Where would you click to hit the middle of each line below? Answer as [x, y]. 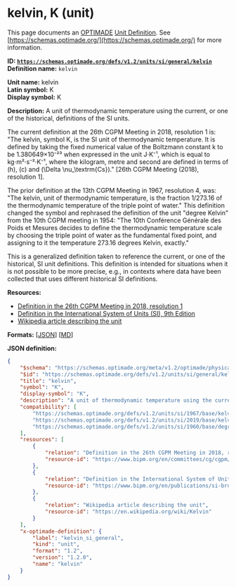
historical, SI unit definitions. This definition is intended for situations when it [118, 264]
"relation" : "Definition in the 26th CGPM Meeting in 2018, [135, 453]
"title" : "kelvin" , [48, 381]
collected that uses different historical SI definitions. [83, 279]
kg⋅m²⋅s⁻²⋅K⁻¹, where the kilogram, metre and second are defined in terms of [118, 162]
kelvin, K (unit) [51, 13]
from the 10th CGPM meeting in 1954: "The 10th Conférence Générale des [114, 220]
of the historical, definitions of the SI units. [68, 118]
